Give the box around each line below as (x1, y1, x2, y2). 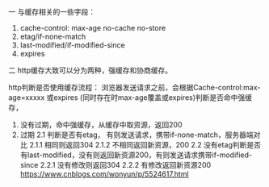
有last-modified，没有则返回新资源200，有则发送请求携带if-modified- (19, 150, 253, 160)
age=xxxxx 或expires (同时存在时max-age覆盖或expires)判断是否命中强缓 (8, 93, 253, 102)
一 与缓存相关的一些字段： (8, 7, 95, 16)
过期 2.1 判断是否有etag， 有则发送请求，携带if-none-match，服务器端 (19, 130, 254, 139)
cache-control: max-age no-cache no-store (19, 23, 166, 32)
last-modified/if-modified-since (19, 40, 125, 50)
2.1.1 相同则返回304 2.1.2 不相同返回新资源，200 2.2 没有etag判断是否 (29, 140, 261, 149)
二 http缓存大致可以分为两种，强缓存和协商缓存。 (8, 65, 172, 75)
